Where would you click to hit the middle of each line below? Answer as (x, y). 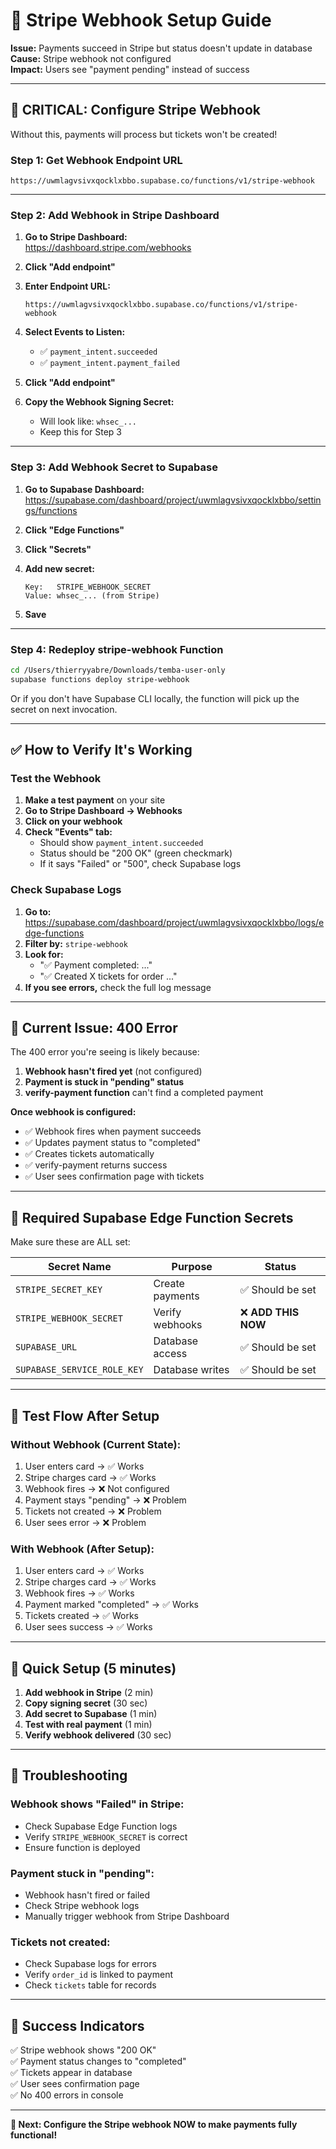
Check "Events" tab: (68, 832)
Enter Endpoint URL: (67, 286)
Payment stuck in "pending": (82, 1873)
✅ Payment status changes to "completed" (98, 2061)
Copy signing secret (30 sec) (86, 1703)
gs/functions (51, 510)
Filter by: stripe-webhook (76, 943)
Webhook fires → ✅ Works (79, 1593)
